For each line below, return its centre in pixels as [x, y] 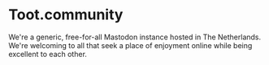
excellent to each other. [48, 54]
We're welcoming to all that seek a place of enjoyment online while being [130, 45]
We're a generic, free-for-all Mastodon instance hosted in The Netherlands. [135, 37]
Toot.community [66, 15]
